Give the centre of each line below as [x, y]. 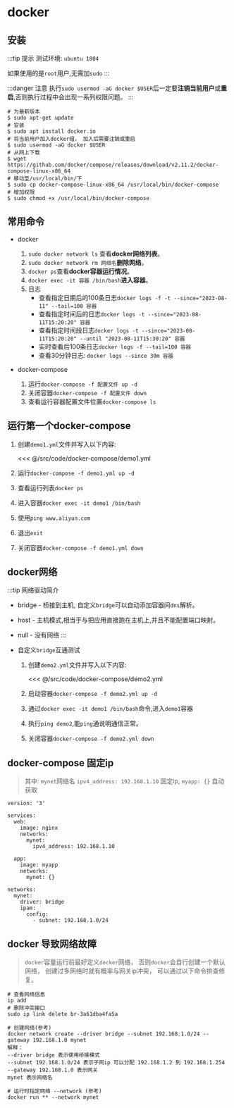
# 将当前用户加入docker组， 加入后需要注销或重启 [72, 139]
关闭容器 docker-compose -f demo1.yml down [80, 547]
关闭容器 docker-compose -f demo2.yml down [91, 739]
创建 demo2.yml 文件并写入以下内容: [77, 665]
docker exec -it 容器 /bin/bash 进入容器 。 [90, 280]
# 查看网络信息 [26, 995]
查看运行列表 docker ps [50, 487]
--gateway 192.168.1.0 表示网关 [53, 1070]
